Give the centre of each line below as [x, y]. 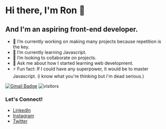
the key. [21, 47]
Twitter [20, 121]
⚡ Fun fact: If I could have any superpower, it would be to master [80, 69]
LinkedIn [22, 110]
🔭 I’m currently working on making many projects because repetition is [87, 41]
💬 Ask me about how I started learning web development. [73, 63]
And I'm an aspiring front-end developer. [72, 29]
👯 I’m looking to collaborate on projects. [54, 58]
